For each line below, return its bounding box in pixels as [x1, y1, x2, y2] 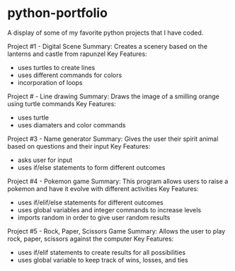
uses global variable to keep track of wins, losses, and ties [17, 255, 189, 264]
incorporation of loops [17, 78, 83, 86]
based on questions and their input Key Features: [7, 142, 151, 150]
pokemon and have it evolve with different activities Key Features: [7, 184, 200, 192]
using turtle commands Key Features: [7, 99, 117, 108]
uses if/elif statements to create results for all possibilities [17, 248, 186, 256]
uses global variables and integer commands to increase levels [17, 205, 202, 214]
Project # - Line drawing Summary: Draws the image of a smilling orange [7, 92, 219, 100]
